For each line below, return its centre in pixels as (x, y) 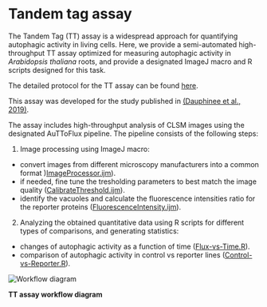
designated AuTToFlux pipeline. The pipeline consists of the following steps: (133, 134)
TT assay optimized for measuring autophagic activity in (139, 53)
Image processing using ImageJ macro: (84, 149)
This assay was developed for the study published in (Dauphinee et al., (125, 101)
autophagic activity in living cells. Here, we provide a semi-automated (123, 44)
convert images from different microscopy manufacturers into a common (139, 164)
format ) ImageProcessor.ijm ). (68, 173)
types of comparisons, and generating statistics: (99, 231)
